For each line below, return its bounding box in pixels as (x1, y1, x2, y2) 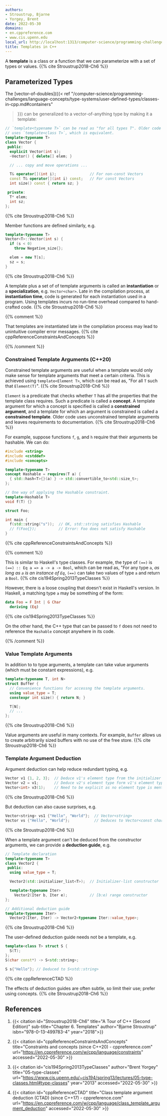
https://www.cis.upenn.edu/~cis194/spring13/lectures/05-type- (22, 1074, 153, 1080)
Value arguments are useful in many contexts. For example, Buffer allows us (5, 732, 162, 738)
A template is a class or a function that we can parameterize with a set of (5, 58, 156, 64)
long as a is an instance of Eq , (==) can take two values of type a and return (5, 570, 160, 576)
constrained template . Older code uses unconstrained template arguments (5, 413, 160, 419)
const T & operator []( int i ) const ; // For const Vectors (9, 176, 135, 182)
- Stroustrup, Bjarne (5, 12, 50, 17)
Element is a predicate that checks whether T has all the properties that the (5, 393, 158, 399)
